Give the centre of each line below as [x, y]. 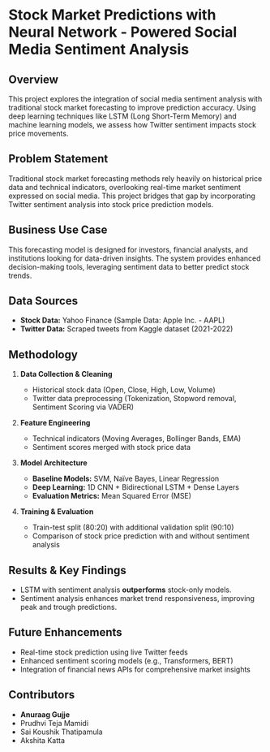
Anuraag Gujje [45, 714]
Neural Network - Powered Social [123, 32]
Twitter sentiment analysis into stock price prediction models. [111, 204]
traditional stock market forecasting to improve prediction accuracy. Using [132, 108]
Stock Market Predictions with [112, 15]
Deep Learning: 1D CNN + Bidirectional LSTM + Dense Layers [135, 487]
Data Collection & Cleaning [66, 374]
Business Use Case [58, 230]
